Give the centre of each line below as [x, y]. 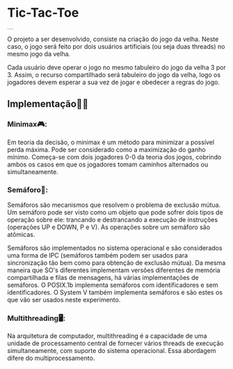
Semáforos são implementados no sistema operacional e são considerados [115, 248]
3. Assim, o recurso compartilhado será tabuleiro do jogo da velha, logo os [114, 75]
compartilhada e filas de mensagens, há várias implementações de [103, 277]
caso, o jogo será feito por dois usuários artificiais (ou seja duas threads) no [116, 47]
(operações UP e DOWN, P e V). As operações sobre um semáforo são [109, 227]
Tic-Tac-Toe [43, 13]
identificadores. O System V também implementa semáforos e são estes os [115, 292]
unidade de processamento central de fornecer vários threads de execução [115, 343]
